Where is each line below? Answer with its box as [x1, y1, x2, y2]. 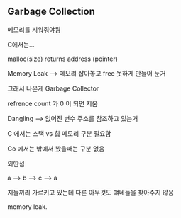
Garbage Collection [7, 6, 96, 18]
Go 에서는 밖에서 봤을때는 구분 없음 [7, 144, 105, 153]
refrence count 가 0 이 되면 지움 [7, 99, 98, 108]
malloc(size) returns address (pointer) [7, 54, 119, 63]
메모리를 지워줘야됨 [7, 25, 61, 34]
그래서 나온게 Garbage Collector [7, 84, 99, 93]
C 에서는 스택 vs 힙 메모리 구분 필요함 [7, 129, 111, 137]
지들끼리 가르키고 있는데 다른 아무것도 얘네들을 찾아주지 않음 [7, 188, 175, 197]
